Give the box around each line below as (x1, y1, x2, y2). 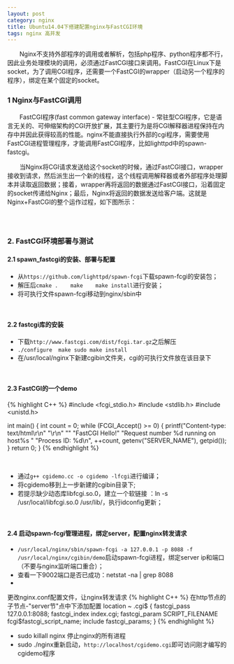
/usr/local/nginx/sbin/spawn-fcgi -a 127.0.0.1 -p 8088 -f (17, 546, 193, 553)
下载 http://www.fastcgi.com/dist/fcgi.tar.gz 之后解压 (17, 337, 177, 345)
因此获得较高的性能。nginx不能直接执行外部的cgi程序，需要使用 (25, 130, 210, 139)
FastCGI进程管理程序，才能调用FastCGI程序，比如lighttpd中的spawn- (7, 139, 207, 147)
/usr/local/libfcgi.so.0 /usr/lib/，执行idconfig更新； (17, 498, 163, 506)
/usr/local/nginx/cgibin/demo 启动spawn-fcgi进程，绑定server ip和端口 (17, 553, 225, 562)
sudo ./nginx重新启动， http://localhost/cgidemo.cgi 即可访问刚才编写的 (17, 640, 227, 649)
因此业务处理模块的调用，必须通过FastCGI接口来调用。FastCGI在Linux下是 (7, 59, 221, 67)
